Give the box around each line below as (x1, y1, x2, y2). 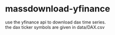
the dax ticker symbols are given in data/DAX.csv (5, 24, 105, 30)
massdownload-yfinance (5, 3, 111, 14)
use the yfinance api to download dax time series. (5, 19, 106, 25)
